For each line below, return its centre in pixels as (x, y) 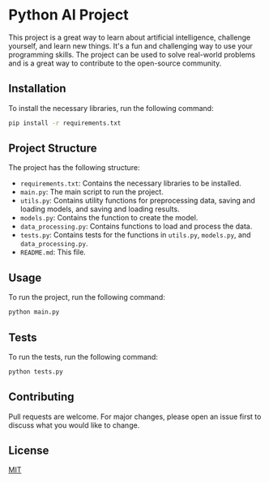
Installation (37, 89)
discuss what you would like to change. (74, 425)
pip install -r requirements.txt (65, 123)
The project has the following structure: (74, 168)
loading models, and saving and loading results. (100, 209)
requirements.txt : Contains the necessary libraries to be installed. (130, 183)
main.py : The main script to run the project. (92, 192)
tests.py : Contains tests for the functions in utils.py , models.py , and (135, 235)
